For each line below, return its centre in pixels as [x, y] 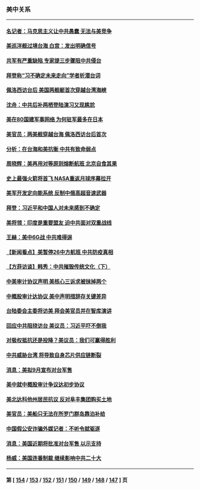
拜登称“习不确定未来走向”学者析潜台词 [54, 75]
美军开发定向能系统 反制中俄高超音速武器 [57, 193]
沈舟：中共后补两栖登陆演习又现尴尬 [51, 105]
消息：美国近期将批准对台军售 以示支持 [54, 443]
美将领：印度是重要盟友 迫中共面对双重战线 [59, 222]
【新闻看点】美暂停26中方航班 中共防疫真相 [60, 252]
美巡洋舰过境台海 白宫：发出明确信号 [51, 46]
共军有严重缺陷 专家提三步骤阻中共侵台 [54, 61]
